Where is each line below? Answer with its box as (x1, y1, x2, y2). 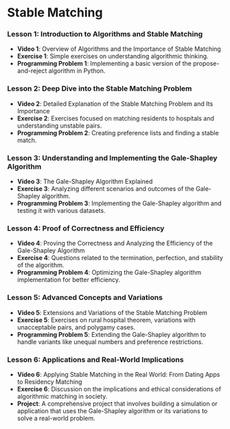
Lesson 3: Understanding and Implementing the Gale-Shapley (7, 153, 218, 163)
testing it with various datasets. (16, 207, 106, 215)
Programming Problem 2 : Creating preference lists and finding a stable (16, 128, 219, 137)
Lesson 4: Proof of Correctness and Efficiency (7, 224, 165, 233)
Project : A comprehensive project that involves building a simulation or (16, 399, 218, 408)
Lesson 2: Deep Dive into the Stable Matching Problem (7, 84, 192, 93)
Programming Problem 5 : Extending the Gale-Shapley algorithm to (16, 330, 207, 338)
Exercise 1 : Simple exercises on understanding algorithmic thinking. (16, 52, 209, 60)
